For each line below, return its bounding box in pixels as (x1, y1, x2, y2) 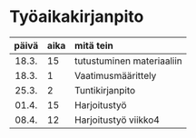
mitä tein (73, 39, 113, 52)
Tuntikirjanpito (73, 84, 136, 96)
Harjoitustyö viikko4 (73, 113, 161, 126)
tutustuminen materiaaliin (73, 54, 183, 67)
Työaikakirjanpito (9, 6, 144, 27)
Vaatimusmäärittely (73, 69, 157, 82)
